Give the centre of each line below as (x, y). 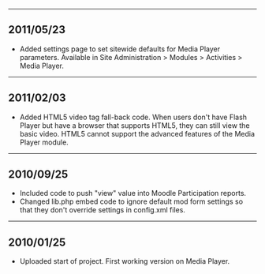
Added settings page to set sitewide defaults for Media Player (120, 49)
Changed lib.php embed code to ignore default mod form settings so (131, 201)
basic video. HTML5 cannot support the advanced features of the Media (137, 133)
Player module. (44, 142)
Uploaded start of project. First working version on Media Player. (125, 261)
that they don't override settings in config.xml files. (102, 210)
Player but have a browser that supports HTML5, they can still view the (134, 125)
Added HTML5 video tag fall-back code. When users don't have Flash (133, 117)
